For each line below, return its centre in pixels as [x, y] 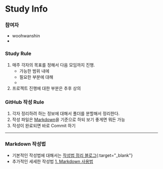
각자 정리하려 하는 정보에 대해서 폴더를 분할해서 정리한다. [66, 114]
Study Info [26, 9]
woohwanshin [26, 36]
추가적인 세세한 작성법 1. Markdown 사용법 [53, 162]
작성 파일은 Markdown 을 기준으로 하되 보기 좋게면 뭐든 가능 [68, 119]
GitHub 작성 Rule [25, 102]
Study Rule [18, 53]
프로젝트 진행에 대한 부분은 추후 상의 [46, 88]
